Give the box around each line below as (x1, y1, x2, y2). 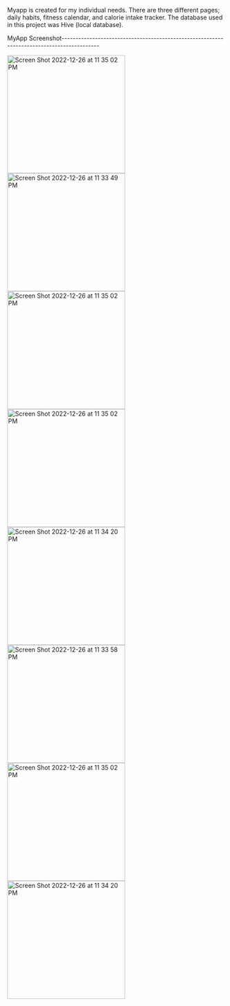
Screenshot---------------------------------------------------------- (28, 34, 224, 42)
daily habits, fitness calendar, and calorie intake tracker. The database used (7, 13, 223, 22)
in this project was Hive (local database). (7, 21, 123, 28)
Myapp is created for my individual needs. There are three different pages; (7, 6, 220, 14)
